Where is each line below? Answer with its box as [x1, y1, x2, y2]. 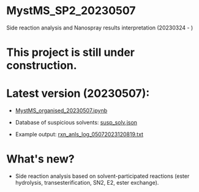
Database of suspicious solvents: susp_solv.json [15, 119, 138, 126]
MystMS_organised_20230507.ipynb [15, 107, 108, 114]
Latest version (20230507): [6, 86, 150, 101]
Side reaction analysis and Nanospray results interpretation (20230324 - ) [6, 24, 193, 31]
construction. [6, 59, 78, 72]
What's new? [6, 152, 75, 166]
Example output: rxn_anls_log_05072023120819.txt [15, 131, 144, 138]
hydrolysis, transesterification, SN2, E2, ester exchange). [15, 179, 159, 186]
